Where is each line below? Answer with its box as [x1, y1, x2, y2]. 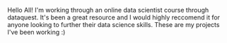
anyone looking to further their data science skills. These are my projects [7, 21, 220, 28]
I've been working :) [7, 28, 66, 36]
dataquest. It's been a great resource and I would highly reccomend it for [7, 13, 221, 21]
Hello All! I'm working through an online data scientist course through [7, 6, 209, 14]
